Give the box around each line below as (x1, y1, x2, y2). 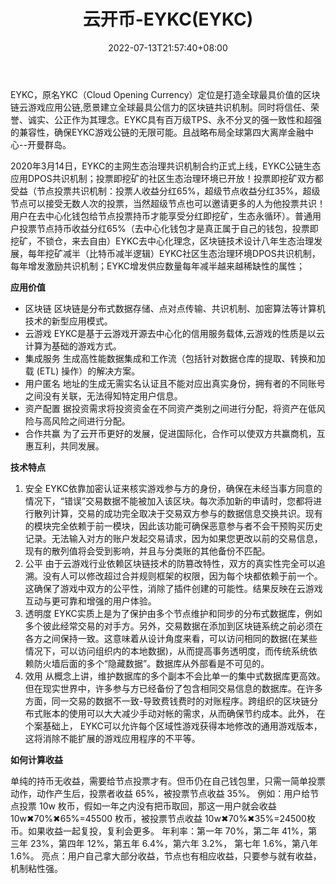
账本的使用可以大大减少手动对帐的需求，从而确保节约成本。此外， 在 (42, 707, 326, 719)
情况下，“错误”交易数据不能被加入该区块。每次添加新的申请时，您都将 (24, 495, 314, 507)
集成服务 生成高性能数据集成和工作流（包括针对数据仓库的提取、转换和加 (24, 352, 326, 364)
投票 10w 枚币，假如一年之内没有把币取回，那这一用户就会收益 (18, 800, 277, 812)
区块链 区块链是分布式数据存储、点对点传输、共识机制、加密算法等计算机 (24, 302, 326, 314)
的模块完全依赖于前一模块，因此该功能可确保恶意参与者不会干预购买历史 (24, 520, 323, 532)
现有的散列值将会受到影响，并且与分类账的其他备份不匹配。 (24, 545, 271, 557)
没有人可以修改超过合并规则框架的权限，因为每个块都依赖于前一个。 (42, 570, 323, 582)
